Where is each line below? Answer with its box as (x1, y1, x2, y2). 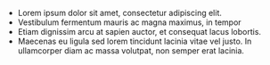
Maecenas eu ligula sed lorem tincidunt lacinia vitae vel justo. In (17, 36, 252, 46)
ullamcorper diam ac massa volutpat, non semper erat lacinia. (17, 45, 245, 56)
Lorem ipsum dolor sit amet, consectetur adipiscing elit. (17, 8, 223, 18)
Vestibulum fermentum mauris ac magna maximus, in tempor (17, 17, 242, 28)
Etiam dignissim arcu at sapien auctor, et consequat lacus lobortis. (17, 27, 261, 37)
